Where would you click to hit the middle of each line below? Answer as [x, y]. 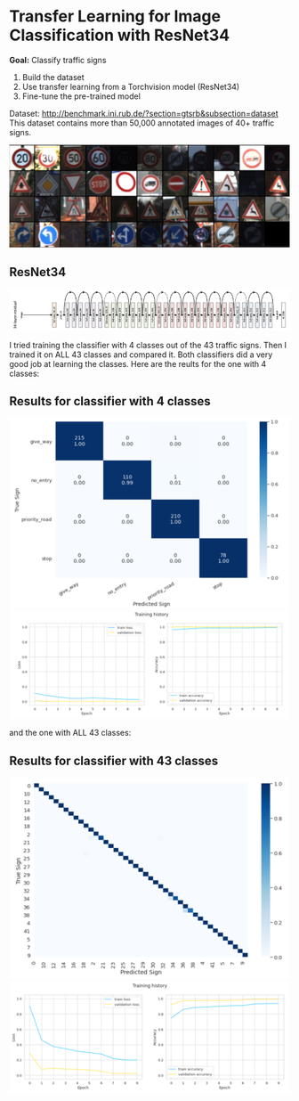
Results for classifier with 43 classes [114, 760]
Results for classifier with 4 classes [110, 401]
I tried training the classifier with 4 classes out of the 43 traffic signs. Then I [148, 345]
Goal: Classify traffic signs [58, 60]
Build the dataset [53, 77]
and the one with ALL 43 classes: [70, 733]
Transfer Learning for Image [115, 16]
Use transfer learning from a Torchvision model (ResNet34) [131, 86]
